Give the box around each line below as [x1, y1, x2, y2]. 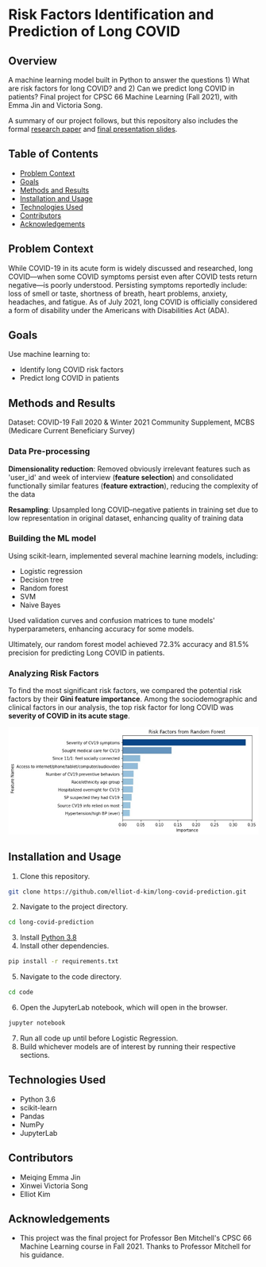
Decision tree [19, 575, 64, 584]
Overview [8, 54, 58, 68]
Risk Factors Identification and [8, 6, 214, 24]
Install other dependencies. [19, 941, 110, 951]
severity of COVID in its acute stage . [8, 711, 130, 721]
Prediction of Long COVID [8, 22, 181, 41]
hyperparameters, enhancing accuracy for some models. [8, 624, 195, 633]
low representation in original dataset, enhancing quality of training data [8, 513, 244, 522]
